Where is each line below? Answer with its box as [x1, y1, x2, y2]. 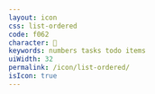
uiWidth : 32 [8, 55, 53, 64]
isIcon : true [8, 72, 58, 81]
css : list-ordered [8, 21, 77, 30]
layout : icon [8, 13, 58, 22]
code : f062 [8, 30, 50, 38]
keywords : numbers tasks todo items [8, 47, 146, 56]
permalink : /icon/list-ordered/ [8, 64, 130, 73]
